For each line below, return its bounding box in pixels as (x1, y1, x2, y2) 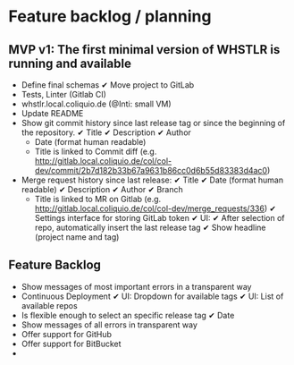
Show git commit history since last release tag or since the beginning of (21, 118, 286, 128)
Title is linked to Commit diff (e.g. (34, 146, 157, 157)
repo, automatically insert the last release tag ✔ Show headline (34, 222, 266, 233)
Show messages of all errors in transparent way (21, 319, 198, 330)
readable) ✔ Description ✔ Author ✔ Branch (21, 184, 184, 194)
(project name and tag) (34, 232, 120, 242)
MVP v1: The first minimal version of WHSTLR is (8, 42, 281, 57)
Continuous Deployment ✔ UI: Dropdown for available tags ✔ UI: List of (21, 291, 284, 301)
